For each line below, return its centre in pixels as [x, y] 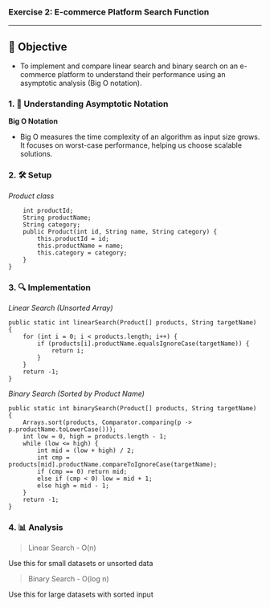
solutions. [36, 154]
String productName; [57, 218]
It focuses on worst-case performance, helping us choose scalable [131, 145]
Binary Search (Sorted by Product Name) [76, 393]
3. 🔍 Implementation [49, 287]
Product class [31, 196]
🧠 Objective [38, 47]
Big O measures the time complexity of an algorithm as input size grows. [140, 137]
